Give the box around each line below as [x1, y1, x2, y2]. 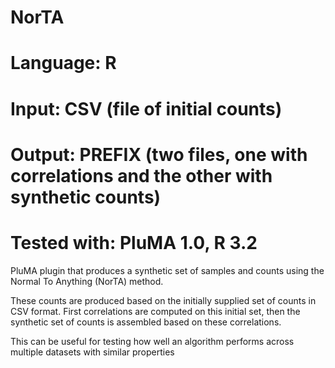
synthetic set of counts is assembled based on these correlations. [10, 316, 282, 328]
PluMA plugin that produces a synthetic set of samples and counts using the [10, 264, 325, 276]
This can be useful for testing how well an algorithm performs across [10, 335, 295, 347]
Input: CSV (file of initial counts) [10, 97, 283, 120]
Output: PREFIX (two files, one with [10, 143, 308, 166]
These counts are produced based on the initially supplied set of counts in [10, 294, 317, 306]
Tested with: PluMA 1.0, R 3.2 [10, 231, 258, 254]
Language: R [10, 52, 117, 75]
